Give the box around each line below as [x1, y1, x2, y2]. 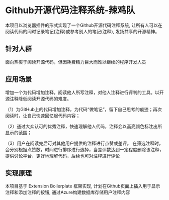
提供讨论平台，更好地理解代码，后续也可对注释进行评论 [5, 153, 120, 159]
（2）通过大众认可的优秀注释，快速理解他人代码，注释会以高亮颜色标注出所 [5, 123, 162, 129]
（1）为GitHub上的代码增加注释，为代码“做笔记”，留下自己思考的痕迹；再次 [5, 106, 162, 112]
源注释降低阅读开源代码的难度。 [5, 95, 71, 102]
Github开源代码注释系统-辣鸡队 [5, 5, 135, 16]
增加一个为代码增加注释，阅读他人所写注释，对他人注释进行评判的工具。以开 [5, 89, 164, 95]
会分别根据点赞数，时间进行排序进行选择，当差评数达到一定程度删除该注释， [5, 146, 164, 152]
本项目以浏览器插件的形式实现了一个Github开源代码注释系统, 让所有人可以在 [5, 22, 162, 28]
